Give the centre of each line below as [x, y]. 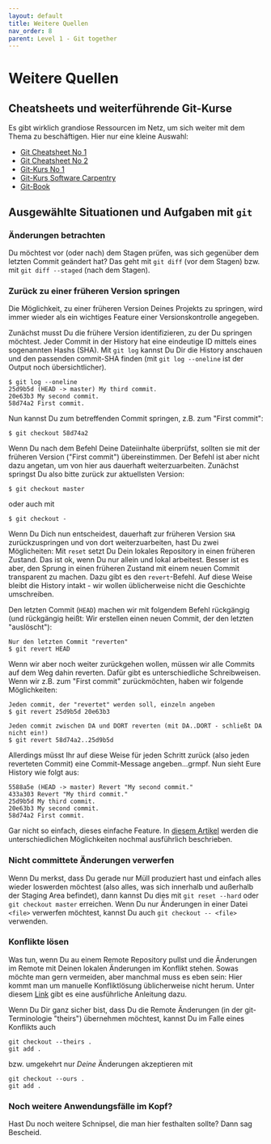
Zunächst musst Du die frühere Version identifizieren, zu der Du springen [130, 333]
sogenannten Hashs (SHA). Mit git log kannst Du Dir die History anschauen [135, 350]
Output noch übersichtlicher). [57, 367]
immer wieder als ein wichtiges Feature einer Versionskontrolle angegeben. [134, 318]
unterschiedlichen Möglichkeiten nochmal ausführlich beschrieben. [121, 839]
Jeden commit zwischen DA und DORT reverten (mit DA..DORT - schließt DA [135, 726]
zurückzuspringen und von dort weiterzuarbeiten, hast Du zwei [114, 543]
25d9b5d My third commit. [52, 802]
